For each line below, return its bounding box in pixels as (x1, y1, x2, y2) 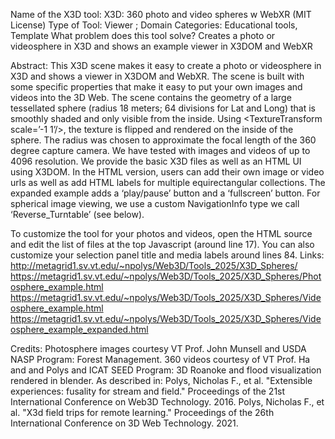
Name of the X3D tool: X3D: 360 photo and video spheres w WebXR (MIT (10, 9, 312, 20)
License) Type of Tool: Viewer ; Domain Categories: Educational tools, (10, 19, 298, 31)
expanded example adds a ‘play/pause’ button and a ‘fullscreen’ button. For (10, 187, 321, 199)
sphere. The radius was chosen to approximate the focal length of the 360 (10, 134, 317, 146)
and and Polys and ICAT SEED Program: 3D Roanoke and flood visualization (10, 364, 322, 376)
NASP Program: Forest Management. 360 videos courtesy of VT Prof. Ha (10, 354, 311, 365)
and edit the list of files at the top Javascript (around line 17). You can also (10, 239, 315, 250)
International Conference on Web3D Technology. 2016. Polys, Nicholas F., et (10, 396, 325, 408)
